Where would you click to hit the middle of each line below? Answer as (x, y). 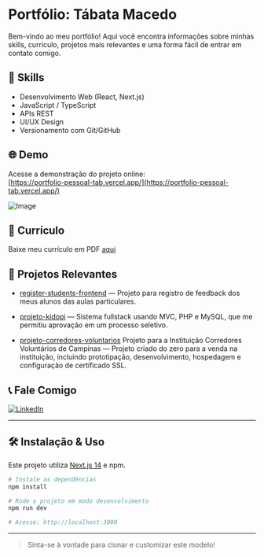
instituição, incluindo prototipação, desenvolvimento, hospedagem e (130, 357)
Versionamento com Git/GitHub (70, 130)
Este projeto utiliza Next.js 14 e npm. (67, 465)
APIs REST (37, 113)
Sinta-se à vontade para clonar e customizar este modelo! (121, 545)
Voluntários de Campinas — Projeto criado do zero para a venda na (128, 349)
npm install (27, 487)
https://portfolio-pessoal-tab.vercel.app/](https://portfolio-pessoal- (120, 182)
